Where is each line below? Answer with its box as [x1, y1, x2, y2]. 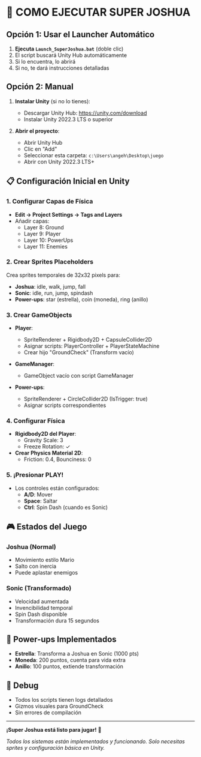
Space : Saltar [23, 497, 58, 504]
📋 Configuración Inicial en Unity [6, 176, 130, 187]
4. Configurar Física [6, 417, 65, 425]
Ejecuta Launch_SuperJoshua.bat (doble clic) [14, 45, 124, 52]
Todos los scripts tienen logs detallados [14, 696, 113, 704]
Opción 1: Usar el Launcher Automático [6, 29, 155, 40]
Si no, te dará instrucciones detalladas [14, 64, 109, 71]
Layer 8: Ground [23, 223, 64, 231]
